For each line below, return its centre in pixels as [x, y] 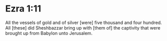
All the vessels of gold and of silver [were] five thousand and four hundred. [84, 22]
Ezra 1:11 [23, 9]
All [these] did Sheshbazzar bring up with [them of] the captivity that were [83, 27]
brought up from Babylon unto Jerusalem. [49, 33]
